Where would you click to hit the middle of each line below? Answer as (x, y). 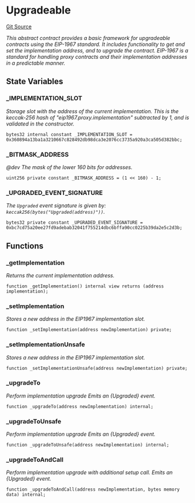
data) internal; (26, 495)
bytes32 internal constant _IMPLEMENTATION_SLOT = (69, 134)
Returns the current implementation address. (60, 275)
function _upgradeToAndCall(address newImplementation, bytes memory (93, 489)
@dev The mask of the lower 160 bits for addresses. (69, 167)
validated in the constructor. (40, 124)
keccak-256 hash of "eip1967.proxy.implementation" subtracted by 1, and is (98, 117)
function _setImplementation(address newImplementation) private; (89, 330)
